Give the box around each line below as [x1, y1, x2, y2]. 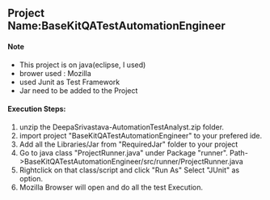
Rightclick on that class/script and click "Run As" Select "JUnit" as [19, 165, 240, 175]
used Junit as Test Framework [19, 77, 120, 87]
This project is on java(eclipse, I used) [19, 60, 146, 70]
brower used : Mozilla [19, 68, 92, 78]
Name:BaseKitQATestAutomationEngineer [7, 19, 226, 33]
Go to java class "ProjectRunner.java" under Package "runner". [19, 147, 228, 157]
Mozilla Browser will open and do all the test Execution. [19, 182, 204, 192]
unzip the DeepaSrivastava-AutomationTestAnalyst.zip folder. [19, 121, 224, 132]
